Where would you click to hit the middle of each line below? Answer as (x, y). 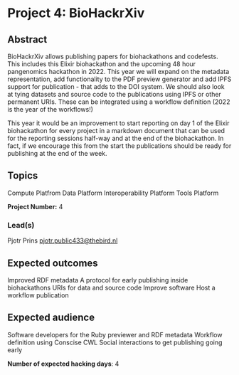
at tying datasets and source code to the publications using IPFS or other (115, 94)
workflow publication (38, 295)
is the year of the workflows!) (51, 109)
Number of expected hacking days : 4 (63, 364)
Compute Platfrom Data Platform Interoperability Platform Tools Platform (113, 193)
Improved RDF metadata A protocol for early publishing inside (98, 280)
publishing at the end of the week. (58, 153)
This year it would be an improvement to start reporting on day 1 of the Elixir (118, 123)
